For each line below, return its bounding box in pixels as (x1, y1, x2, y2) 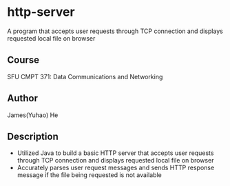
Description (7, 130, 59, 142)
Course (7, 54, 40, 66)
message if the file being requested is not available (17, 171, 162, 179)
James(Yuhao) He (7, 111, 59, 119)
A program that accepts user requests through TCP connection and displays (7, 27, 224, 35)
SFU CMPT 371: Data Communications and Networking (7, 72, 163, 81)
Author (7, 92, 38, 104)
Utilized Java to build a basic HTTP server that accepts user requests (17, 149, 214, 157)
